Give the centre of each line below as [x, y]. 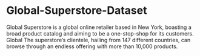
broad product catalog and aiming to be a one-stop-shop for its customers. [100, 33]
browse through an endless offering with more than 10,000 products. [92, 46]
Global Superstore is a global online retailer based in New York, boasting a [99, 27]
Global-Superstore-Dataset [77, 11]
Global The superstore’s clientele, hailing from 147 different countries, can [98, 40]
